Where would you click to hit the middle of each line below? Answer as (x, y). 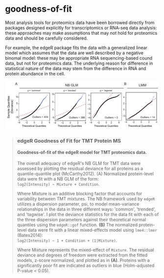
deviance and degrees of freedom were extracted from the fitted (82, 255)
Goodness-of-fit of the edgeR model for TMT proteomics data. (82, 152)
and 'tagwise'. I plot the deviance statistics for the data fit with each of (88, 214)
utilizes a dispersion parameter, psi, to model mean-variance (78, 204)
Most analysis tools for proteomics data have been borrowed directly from (80, 23)
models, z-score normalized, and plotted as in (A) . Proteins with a (83, 260)
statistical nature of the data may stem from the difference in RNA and (76, 68)
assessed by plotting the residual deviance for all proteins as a (80, 168)
